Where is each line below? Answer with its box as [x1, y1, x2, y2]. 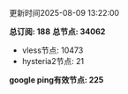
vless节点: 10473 [21, 45, 84, 55]
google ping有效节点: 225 [9, 75, 104, 85]
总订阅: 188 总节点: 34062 [9, 26, 106, 37]
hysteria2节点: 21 [21, 56, 85, 66]
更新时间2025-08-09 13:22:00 [9, 8, 120, 18]
